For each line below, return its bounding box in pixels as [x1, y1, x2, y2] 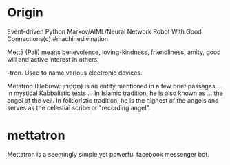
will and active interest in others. [7, 55, 99, 63]
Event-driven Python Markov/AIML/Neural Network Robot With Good [7, 27, 202, 36]
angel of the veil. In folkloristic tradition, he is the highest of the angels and [7, 96, 219, 104]
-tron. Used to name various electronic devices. [7, 68, 143, 77]
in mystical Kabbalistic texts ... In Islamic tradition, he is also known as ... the [7, 89, 224, 97]
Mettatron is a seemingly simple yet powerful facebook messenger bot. [7, 150, 210, 158]
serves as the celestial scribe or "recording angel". [7, 103, 151, 112]
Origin [7, 5, 43, 21]
